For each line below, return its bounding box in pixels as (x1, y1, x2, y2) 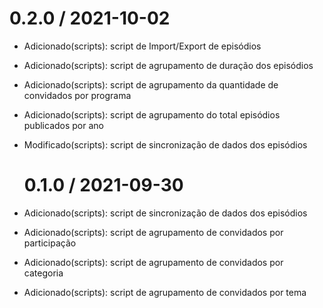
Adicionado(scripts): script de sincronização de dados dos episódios (23, 207, 308, 219)
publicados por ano (23, 119, 104, 131)
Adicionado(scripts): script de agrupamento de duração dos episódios (23, 59, 314, 71)
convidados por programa (23, 89, 132, 101)
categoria (23, 267, 64, 279)
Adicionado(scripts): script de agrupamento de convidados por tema (23, 286, 307, 298)
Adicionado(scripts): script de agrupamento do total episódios (23, 108, 281, 121)
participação (23, 237, 77, 249)
